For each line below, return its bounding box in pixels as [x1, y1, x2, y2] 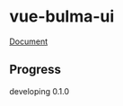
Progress [9, 62, 61, 77]
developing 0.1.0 [9, 85, 70, 96]
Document [9, 36, 48, 47]
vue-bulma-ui [9, 6, 115, 27]
